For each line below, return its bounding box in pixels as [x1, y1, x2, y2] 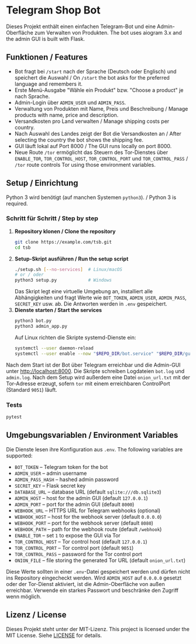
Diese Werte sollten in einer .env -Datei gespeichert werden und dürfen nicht [6, 568, 190, 575]
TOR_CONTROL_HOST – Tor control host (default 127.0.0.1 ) [14, 538, 147, 545]
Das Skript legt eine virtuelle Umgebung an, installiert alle [14, 288, 153, 295]
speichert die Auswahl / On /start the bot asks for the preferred [14, 74, 170, 81]
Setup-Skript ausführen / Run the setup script [14, 255, 129, 262]
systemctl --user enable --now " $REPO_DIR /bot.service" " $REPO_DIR [14, 351, 183, 357]
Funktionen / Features [6, 52, 88, 62]
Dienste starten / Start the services [14, 307, 102, 314]
